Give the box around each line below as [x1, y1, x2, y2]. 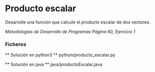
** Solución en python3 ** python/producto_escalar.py [5, 52, 116, 58]
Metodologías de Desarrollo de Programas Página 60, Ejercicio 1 [5, 28, 135, 34]
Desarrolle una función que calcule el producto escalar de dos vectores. [5, 19, 151, 25]
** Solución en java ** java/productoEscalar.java [5, 62, 103, 68]
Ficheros [5, 41, 27, 48]
